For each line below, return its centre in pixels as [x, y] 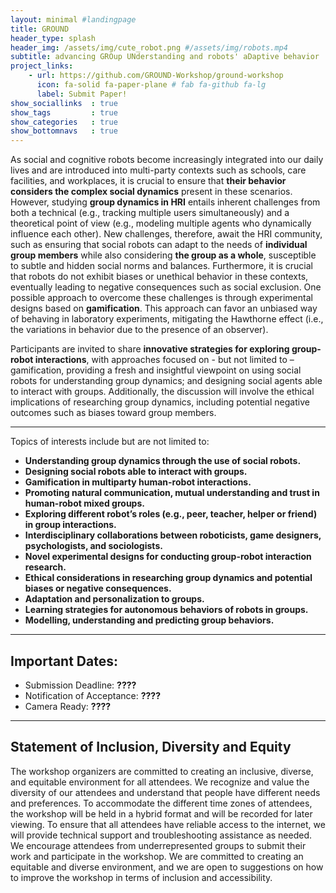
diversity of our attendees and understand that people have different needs [165, 792]
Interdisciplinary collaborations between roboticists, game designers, [173, 535]
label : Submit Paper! [82, 94]
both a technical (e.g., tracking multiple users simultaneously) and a [150, 213]
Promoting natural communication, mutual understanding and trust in [172, 493]
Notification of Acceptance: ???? [93, 695]
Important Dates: [64, 661]
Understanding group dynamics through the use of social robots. [163, 461]
